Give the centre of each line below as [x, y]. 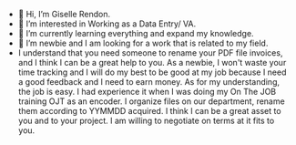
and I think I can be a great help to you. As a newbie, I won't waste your [152, 62]
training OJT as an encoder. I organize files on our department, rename [151, 101]
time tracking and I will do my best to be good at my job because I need [152, 72]
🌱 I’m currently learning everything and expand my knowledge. [136, 33]
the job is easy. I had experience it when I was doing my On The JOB [147, 92]
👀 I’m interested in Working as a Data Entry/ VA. [107, 24]
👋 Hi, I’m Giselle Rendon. [64, 14]
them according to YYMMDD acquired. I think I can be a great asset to [149, 111]
